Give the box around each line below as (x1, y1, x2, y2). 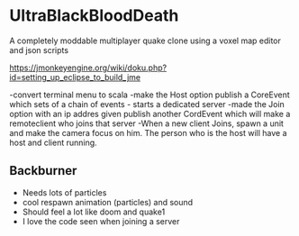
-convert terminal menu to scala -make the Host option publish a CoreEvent (9, 89, 290, 100)
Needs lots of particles (22, 186, 107, 198)
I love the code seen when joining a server (22, 215, 180, 226)
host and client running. (9, 137, 97, 148)
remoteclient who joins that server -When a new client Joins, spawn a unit (9, 118, 284, 129)
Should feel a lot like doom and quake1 (22, 206, 166, 217)
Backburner (9, 163, 77, 178)
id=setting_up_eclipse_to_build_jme (9, 71, 141, 82)
